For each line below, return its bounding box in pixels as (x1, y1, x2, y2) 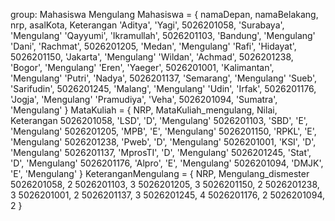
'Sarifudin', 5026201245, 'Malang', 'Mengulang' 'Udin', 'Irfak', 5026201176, (10, 83, 317, 94)
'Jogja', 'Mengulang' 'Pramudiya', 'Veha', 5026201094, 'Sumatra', (10, 94, 278, 105)
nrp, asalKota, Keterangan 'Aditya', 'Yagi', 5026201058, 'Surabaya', (10, 19, 285, 31)
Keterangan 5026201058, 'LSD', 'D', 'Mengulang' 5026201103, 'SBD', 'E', (10, 115, 308, 126)
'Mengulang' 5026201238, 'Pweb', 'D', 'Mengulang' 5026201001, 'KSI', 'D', (10, 136, 317, 148)
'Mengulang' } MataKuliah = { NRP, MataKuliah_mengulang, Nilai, (10, 104, 278, 116)
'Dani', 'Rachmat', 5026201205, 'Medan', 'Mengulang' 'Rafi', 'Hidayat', (10, 40, 297, 52)
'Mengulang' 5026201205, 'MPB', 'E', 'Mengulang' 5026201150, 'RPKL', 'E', (10, 125, 317, 137)
